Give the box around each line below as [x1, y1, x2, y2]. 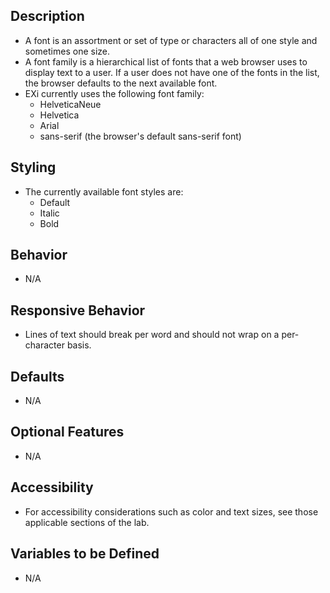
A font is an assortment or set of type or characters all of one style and [24, 34, 318, 46]
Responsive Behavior [10, 302, 146, 319]
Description [10, 8, 85, 25]
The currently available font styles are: [24, 185, 184, 198]
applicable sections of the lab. [24, 516, 150, 528]
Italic [39, 207, 60, 219]
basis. [66, 339, 92, 351]
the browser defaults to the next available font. [24, 77, 218, 89]
